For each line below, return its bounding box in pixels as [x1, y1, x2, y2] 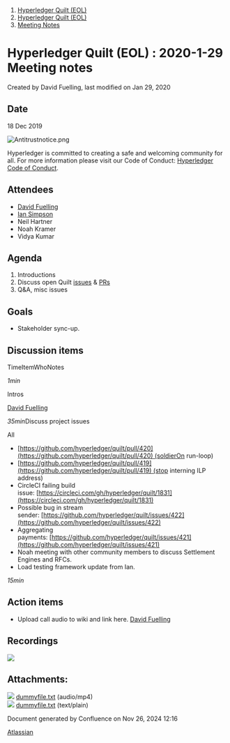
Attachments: [7, 673, 68, 686]
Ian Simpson [17, 209, 54, 218]
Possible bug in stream [17, 504, 84, 511]
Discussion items [7, 345, 84, 357]
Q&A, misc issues [17, 285, 68, 294]
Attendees [7, 184, 54, 196]
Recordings [7, 635, 59, 647]
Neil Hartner [17, 217, 53, 225]
